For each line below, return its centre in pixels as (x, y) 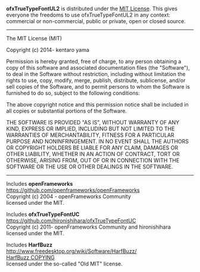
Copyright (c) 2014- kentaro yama (48, 50)
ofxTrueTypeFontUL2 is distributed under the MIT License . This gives (92, 9)
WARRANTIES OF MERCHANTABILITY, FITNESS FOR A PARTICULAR (90, 135)
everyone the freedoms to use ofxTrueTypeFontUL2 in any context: (88, 15)
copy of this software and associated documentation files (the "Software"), (98, 68)
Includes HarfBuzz (29, 245)
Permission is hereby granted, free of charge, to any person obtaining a (94, 61)
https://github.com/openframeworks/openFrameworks (73, 190)
